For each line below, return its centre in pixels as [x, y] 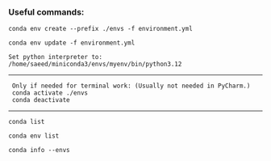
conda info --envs [39, 150]
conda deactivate [41, 100]
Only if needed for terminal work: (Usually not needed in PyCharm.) [131, 86]
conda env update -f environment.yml [72, 43]
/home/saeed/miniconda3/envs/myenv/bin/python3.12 [95, 64]
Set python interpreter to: [56, 57]
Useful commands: [46, 12]
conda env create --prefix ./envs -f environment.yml [101, 29]
